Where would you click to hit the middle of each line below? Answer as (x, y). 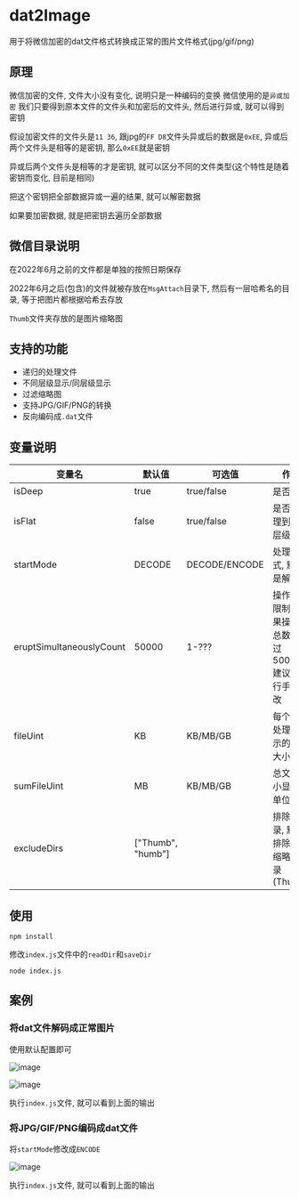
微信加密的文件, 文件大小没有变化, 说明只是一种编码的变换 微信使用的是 (139, 95)
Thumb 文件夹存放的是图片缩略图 (66, 318)
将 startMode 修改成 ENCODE (55, 1148)
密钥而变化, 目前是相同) (52, 177)
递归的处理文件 (49, 372)
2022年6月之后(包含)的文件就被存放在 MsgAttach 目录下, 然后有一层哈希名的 (145, 288)
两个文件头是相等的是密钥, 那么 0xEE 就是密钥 (90, 147)
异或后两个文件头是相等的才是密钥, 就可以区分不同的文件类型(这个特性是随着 (149, 166)
